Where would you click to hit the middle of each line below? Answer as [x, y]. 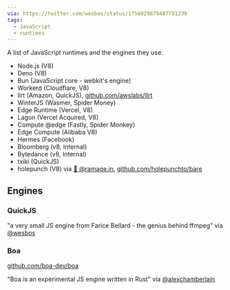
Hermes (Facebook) [46, 140]
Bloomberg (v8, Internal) [52, 147]
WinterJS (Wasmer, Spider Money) [67, 103]
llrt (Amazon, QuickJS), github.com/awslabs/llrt [85, 96]
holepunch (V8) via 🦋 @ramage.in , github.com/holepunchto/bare [109, 169]
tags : [15, 20]
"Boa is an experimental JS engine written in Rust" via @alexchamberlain [111, 279]
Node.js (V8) [35, 66]
